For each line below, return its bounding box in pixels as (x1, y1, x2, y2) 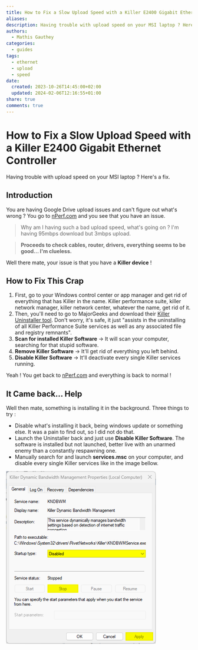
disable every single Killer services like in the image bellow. (14, 460, 159, 467)
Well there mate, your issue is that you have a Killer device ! (6, 259, 152, 266)
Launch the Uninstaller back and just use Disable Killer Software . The (14, 435, 185, 442)
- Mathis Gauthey (11, 34, 54, 41)
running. (14, 360, 35, 367)
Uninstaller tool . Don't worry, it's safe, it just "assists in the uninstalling (14, 317, 186, 324)
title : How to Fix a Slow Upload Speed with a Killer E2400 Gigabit (6, 9, 178, 15)
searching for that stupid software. (14, 341, 99, 349)
